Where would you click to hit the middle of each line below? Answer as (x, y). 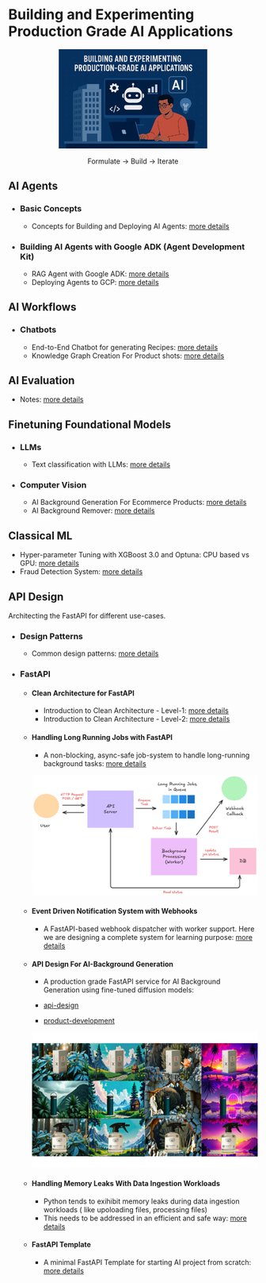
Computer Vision (53, 485)
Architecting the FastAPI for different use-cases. (87, 616)
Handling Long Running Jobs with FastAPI (102, 738)
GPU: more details (49, 563)
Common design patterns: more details (95, 653)
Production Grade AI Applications (121, 31)
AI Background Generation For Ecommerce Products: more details (139, 503)
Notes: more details (51, 399)
